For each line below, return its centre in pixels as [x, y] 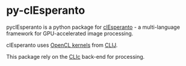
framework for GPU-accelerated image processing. [70, 33]
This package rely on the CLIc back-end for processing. [76, 56]
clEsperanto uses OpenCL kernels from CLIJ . [62, 45]
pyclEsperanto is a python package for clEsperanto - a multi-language [93, 27]
